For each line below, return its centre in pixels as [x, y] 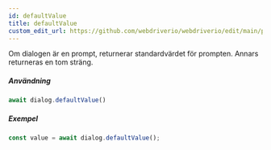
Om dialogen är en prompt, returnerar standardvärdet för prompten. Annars [133, 54]
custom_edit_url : [38, 31]
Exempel [23, 119]
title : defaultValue [43, 23]
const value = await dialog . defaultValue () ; [84, 138]
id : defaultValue [38, 16]
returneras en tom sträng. [51, 62]
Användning [29, 81]
